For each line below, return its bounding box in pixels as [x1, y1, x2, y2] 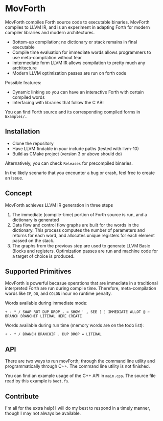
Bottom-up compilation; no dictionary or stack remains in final [12, 39, 137, 44]
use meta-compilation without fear [12, 54, 82, 60]
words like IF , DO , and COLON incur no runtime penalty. [5, 290, 112, 296]
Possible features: [5, 79, 42, 86]
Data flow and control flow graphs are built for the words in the [12, 222, 139, 228]
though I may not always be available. [5, 410, 81, 416]
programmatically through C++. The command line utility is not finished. [5, 363, 150, 369]
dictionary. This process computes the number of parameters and [12, 227, 145, 233]
